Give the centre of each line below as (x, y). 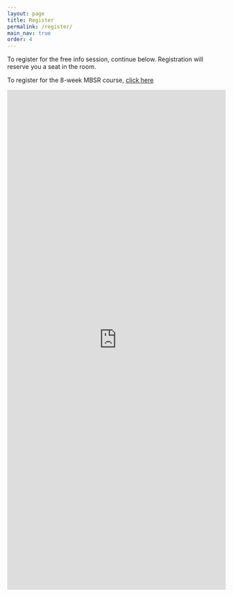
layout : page (26, 14)
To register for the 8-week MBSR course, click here (80, 80)
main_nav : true (29, 33)
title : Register (31, 20)
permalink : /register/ (40, 26)
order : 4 (20, 40)
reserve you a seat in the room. (52, 67)
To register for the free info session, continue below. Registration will (105, 59)
